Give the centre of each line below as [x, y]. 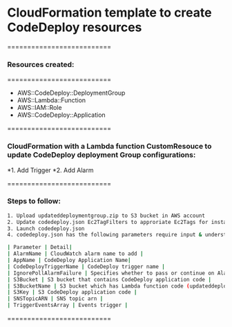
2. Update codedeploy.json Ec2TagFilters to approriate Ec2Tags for [108, 222]
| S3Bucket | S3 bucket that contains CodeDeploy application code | [109, 279]
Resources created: [41, 64]
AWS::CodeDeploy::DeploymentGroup [71, 93]
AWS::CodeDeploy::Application [61, 115]
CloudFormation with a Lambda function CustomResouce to [109, 147]
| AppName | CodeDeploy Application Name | [69, 261]
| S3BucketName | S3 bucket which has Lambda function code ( [98, 286]
